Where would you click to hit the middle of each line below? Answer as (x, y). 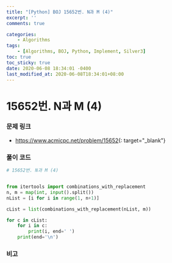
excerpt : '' (21, 18)
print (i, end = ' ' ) (52, 232)
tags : (13, 46)
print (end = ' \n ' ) (38, 237)
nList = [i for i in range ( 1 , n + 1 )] (53, 198)
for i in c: (32, 226)
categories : (21, 34)
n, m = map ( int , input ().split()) (50, 192)
